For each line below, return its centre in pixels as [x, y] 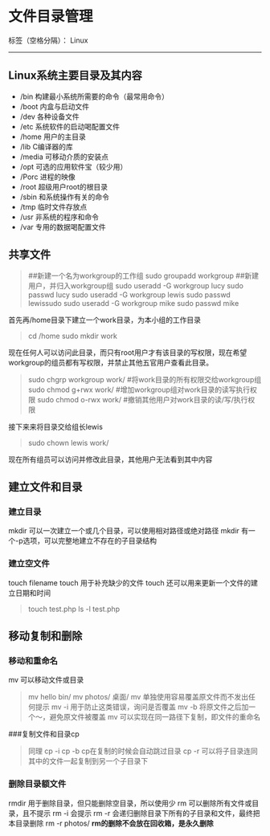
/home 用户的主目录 [53, 137]
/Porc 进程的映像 [48, 177]
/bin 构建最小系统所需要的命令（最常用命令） [94, 96]
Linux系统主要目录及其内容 [75, 76]
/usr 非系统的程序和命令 [59, 217]
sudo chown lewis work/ [68, 442]
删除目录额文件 [37, 784]
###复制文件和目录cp [44, 734]
